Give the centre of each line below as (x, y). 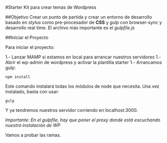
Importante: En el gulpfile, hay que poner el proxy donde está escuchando (83, 120)
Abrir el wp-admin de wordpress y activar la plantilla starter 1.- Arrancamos (84, 62)
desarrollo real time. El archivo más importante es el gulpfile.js (70, 28)
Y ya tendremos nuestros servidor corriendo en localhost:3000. (72, 110)
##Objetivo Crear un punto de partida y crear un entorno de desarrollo (79, 17)
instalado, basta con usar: (32, 92)
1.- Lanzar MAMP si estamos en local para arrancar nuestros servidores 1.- (83, 57)
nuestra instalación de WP (33, 125)
